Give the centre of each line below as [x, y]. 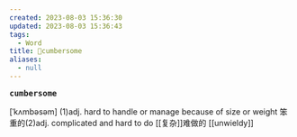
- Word [30, 43]
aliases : [26, 59]
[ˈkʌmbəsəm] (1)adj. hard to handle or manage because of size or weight [144, 111]
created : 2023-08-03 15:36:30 [66, 18]
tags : [19, 34]
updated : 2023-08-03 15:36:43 [66, 26]
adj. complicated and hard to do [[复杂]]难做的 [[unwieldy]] [144, 123]
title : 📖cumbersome [46, 51]
